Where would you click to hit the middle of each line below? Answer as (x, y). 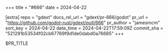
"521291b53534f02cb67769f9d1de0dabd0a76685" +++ (65, 33)
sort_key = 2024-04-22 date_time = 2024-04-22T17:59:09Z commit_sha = (84, 28)
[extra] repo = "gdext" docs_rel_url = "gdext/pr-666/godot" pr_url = (77, 17)
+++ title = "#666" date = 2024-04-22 (46, 7)
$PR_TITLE (17, 43)
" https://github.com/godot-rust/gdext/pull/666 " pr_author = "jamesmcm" (83, 23)
